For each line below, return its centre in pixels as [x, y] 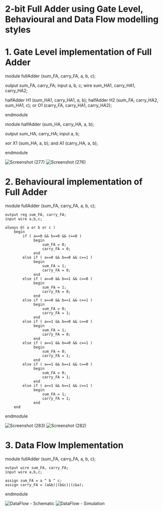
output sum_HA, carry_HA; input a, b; [42, 134]
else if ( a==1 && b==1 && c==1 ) [58, 386]
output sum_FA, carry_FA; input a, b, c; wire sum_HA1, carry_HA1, [70, 85]
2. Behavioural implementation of [74, 182]
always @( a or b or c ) [30, 228]
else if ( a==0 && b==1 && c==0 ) [58, 279]
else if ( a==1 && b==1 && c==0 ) [58, 364]
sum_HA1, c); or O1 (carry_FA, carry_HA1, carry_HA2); [59, 106]
